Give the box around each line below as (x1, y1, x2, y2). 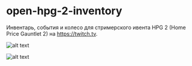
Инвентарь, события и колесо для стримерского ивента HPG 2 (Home (6, 24, 186, 31)
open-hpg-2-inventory (6, 4, 122, 18)
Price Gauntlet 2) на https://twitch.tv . (6, 30, 98, 37)
